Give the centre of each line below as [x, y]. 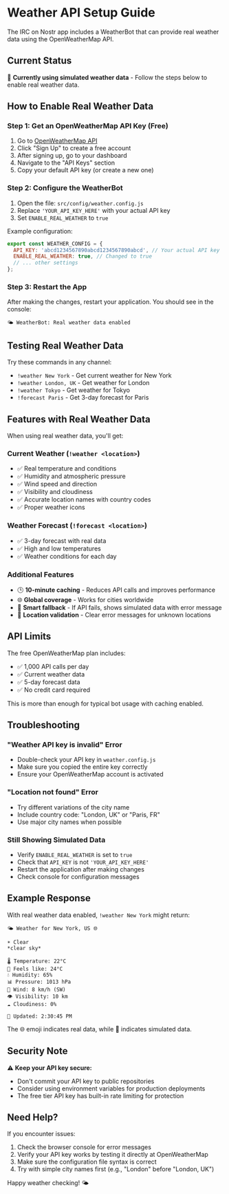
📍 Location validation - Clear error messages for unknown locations [114, 615]
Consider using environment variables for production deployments [111, 1088]
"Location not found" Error [53, 792]
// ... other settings [46, 263]
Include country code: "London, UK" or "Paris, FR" [88, 814]
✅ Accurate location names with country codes [84, 500]
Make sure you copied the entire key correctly [82, 767]
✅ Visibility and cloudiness [55, 492]
